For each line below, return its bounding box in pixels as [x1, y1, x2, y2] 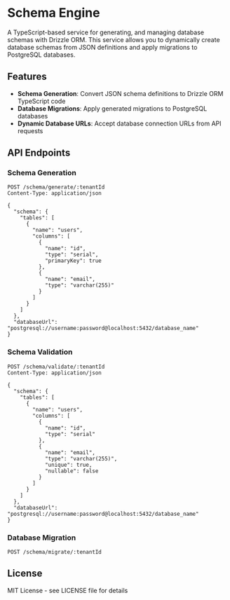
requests [17, 126, 43, 135]
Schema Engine [7, 5, 100, 21]
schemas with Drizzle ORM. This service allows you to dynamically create [7, 35, 220, 43]
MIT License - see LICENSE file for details [7, 586, 128, 594]
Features [7, 71, 47, 83]
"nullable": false [44, 468, 99, 475]
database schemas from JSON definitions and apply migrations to [7, 43, 198, 51]
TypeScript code [17, 97, 66, 105]
